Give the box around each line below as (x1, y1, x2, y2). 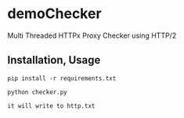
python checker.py (7, 88, 67, 96)
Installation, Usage (7, 53, 101, 67)
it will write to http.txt (7, 101, 96, 110)
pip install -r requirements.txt (7, 74, 117, 83)
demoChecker (7, 5, 103, 23)
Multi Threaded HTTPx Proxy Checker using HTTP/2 (7, 31, 177, 40)
